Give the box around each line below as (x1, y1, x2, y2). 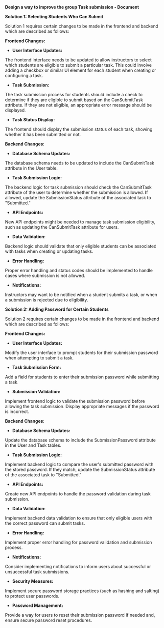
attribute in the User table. (5, 165, 58, 171)
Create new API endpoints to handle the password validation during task (5, 491, 151, 496)
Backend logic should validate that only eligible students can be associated (5, 243, 157, 249)
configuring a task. (5, 73, 43, 78)
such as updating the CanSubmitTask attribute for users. (5, 224, 119, 230)
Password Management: (12, 602, 64, 608)
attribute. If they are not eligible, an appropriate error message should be (5, 102, 152, 108)
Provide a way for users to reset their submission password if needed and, (5, 612, 155, 618)
